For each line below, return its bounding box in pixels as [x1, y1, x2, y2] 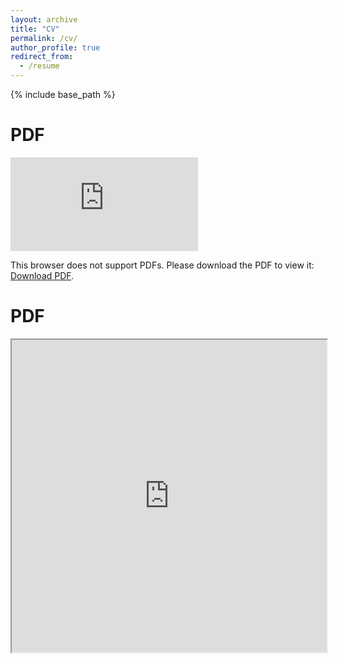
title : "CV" [10, 24, 60, 34]
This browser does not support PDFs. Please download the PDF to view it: [10, 259, 315, 271]
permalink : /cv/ [10, 33, 78, 43]
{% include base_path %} [10, 89, 116, 100]
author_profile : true [10, 42, 101, 53]
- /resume [19, 61, 60, 71]
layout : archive [10, 14, 78, 25]
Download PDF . [10, 269, 75, 281]
